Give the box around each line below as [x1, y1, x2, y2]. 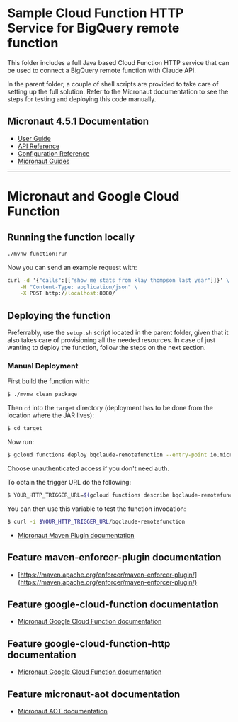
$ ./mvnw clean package [7, 391, 78, 398]
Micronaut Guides [17, 157, 70, 165]
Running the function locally [7, 232, 135, 244]
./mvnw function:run [7, 250, 69, 257]
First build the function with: [7, 377, 89, 385]
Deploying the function [7, 310, 111, 322]
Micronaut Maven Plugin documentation [17, 531, 135, 539]
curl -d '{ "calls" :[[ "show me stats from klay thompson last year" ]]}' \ [7, 276, 230, 284]
